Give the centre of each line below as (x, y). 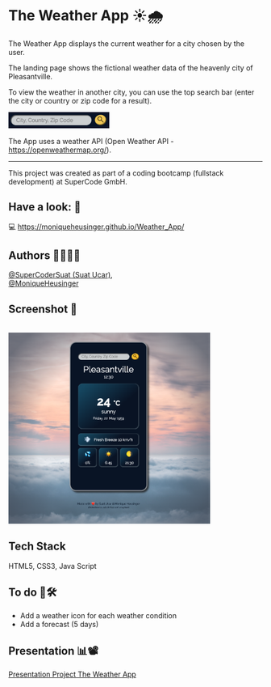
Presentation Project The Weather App (73, 674)
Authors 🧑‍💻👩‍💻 (44, 255)
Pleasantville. (31, 76)
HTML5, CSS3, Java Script (52, 566)
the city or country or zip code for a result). (80, 100)
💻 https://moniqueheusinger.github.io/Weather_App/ (96, 227)
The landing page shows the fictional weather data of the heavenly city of (131, 68)
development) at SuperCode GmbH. (68, 181)
